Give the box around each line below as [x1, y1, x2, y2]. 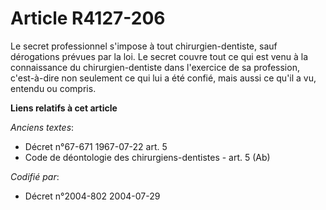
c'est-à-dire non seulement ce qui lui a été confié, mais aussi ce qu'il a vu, [10, 72, 317, 84]
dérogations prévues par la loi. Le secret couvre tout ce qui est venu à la [10, 50, 309, 62]
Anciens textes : [10, 121, 75, 133]
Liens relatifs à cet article [10, 102, 118, 114]
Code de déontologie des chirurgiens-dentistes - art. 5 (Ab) [24, 151, 271, 163]
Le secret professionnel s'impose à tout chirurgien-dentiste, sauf [10, 40, 278, 52]
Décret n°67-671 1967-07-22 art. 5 [24, 140, 168, 152]
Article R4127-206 [10, 7, 166, 30]
